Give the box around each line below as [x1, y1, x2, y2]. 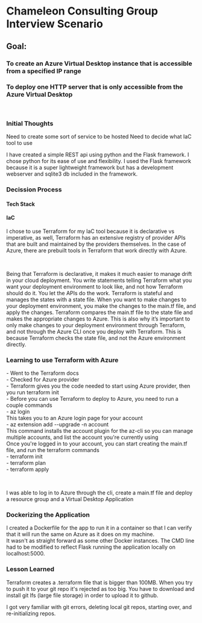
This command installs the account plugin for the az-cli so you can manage [6, 427, 194, 435]
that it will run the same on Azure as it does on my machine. [6, 531, 155, 538]
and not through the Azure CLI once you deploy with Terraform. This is [6, 328, 182, 335]
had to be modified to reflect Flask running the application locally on [6, 543, 176, 551]
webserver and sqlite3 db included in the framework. [6, 170, 138, 177]
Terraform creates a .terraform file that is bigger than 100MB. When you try [6, 578, 193, 586]
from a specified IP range [6, 66, 81, 75]
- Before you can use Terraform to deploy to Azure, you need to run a [6, 395, 179, 403]
